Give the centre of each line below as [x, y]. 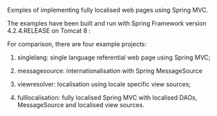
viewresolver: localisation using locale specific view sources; [104, 84]
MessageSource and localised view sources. [81, 105]
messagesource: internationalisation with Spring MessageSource [110, 71]
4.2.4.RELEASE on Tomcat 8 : [49, 31]
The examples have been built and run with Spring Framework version [107, 23]
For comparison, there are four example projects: [77, 44]
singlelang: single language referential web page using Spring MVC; [114, 57]
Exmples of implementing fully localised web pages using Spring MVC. [108, 10]
